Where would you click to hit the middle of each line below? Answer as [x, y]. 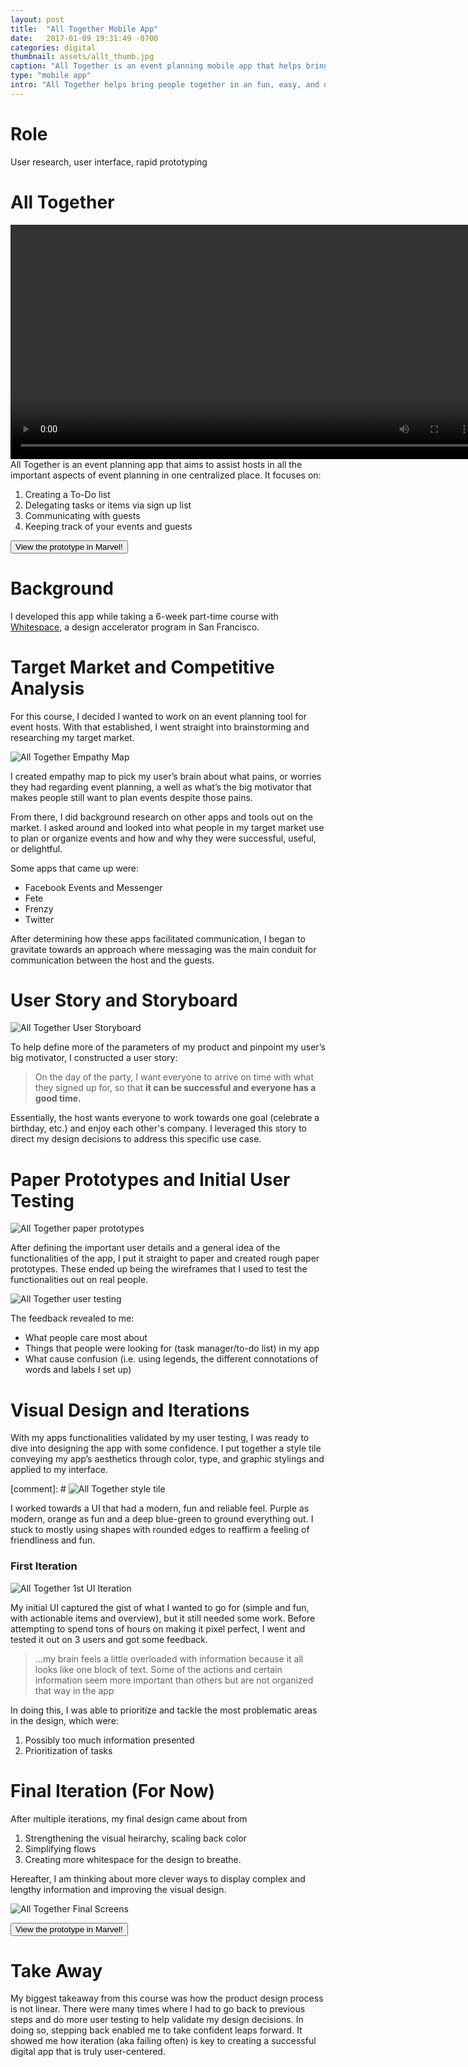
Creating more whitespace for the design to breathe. [133, 1859]
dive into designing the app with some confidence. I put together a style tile [166, 1448]
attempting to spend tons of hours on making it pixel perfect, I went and [158, 1628]
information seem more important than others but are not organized [174, 1680]
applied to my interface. [59, 1470]
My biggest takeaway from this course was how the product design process [167, 1998]
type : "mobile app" [51, 76]
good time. [58, 1098]
